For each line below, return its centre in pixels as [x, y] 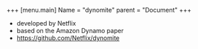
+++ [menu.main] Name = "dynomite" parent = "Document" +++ [99, 10]
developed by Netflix [46, 23]
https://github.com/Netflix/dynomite [68, 38]
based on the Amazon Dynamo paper [70, 31]
